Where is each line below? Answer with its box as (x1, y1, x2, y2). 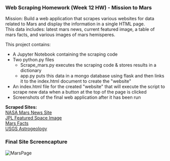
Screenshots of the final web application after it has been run (12, 94, 141, 100)
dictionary (20, 67, 42, 73)
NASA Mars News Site (5, 109, 52, 115)
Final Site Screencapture (5, 138, 68, 145)
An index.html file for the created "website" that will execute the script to (12, 84, 165, 90)
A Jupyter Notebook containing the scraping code (12, 51, 118, 57)
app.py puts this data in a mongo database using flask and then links (20, 73, 164, 79)
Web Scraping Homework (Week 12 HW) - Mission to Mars (5, 4, 152, 11)
